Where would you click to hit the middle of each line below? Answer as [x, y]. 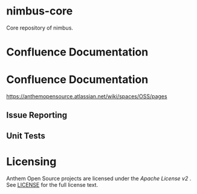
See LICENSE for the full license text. [52, 184]
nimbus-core [40, 11]
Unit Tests [26, 136]
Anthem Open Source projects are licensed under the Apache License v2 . [99, 178]
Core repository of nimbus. [40, 28]
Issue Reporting [37, 115]
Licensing [31, 162]
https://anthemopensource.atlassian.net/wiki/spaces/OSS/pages [87, 96]
